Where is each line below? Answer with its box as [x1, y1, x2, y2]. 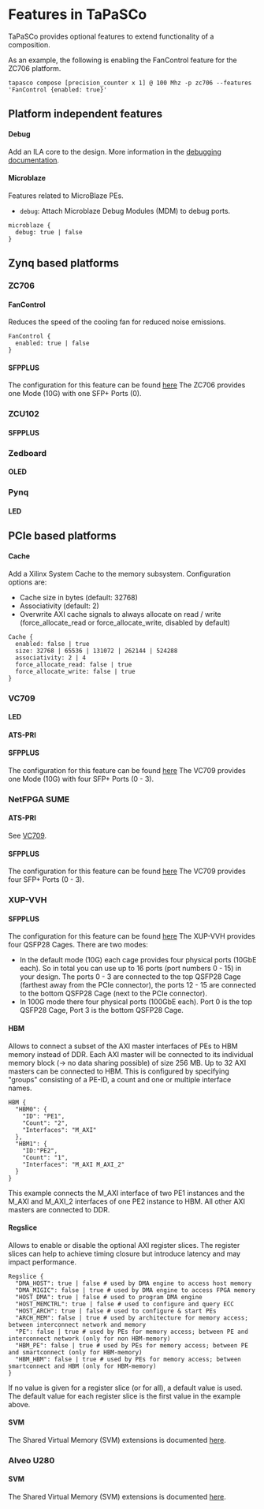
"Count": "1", [22, 1153, 69, 1161]
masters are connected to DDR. [8, 1205, 110, 1214]
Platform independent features [8, 107, 163, 121]
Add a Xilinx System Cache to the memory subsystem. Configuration [8, 569, 231, 578]
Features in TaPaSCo [8, 6, 147, 24]
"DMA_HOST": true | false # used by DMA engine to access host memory [15, 1279, 252, 1287]
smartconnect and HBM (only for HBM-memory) [8, 1362, 157, 1370]
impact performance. [8, 1257, 77, 1267]
